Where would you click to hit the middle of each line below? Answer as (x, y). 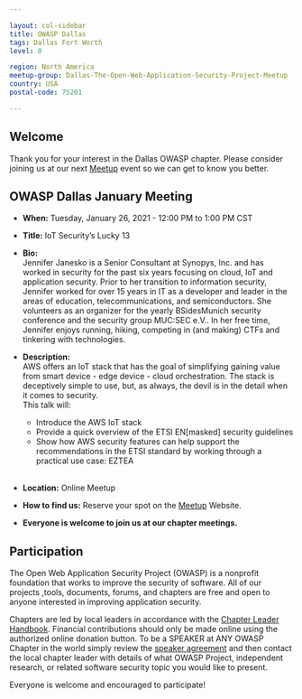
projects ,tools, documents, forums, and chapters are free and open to (140, 592)
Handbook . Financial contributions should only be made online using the (143, 629)
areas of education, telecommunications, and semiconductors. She (147, 301)
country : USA (34, 84)
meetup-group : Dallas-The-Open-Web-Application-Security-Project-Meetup (149, 76)
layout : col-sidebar (48, 25)
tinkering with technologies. (74, 340)
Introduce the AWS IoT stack (89, 423)
